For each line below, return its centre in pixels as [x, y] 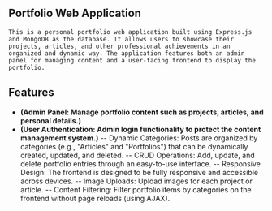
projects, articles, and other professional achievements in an [119, 46]
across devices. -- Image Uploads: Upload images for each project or [136, 181]
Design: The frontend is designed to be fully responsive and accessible [139, 172]
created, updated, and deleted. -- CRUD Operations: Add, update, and [138, 155]
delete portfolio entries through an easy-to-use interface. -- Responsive [140, 164]
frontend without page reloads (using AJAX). [95, 198]
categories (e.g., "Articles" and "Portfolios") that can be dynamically [134, 146]
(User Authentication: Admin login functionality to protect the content [140, 129]
